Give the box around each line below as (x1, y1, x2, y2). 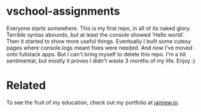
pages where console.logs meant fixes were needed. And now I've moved (6, 44, 193, 51)
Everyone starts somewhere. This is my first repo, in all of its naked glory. (6, 24, 191, 32)
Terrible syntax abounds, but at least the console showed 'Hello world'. (6, 31, 185, 38)
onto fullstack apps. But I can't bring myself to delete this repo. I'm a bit (6, 50, 186, 58)
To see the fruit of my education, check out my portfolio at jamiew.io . (6, 99, 180, 106)
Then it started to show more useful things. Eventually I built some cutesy (6, 37, 191, 45)
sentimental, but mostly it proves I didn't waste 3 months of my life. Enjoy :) (6, 57, 196, 64)
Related (6, 78, 46, 92)
